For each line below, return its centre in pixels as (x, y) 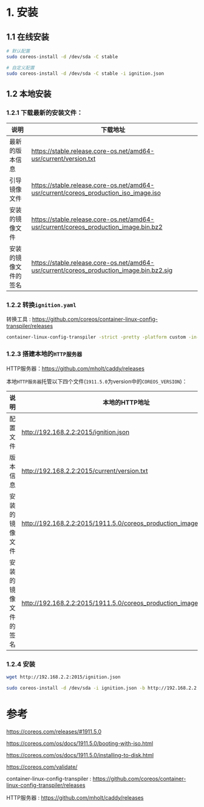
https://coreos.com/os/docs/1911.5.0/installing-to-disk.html (80, 755)
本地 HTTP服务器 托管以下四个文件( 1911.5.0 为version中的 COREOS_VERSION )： (97, 381)
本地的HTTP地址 (126, 402)
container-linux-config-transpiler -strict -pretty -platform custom (96, 337)
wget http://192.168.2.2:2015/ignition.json (63, 677)
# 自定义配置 (20, 67)
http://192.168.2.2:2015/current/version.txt (85, 470)
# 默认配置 (18, 51)
